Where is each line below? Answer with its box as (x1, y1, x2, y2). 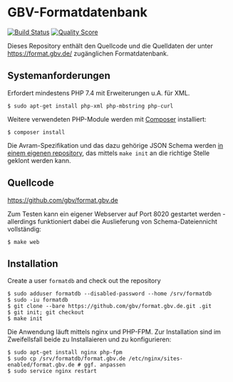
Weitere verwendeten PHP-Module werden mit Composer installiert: (7, 115, 207, 123)
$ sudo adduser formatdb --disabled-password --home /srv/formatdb (7, 290, 212, 297)
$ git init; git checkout (7, 309, 84, 317)
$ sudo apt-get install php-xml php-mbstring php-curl (7, 102, 174, 110)
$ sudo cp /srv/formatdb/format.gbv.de (7, 355, 126, 363)
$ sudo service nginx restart (7, 368, 98, 375)
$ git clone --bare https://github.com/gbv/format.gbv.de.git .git (7, 303, 212, 310)
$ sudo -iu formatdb (7, 297, 69, 304)
